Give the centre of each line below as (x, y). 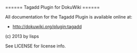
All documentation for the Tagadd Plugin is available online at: (69, 17)
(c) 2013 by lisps (22, 36)
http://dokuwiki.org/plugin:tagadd (47, 26)
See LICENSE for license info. (35, 46)
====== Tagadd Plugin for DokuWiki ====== (52, 7)
